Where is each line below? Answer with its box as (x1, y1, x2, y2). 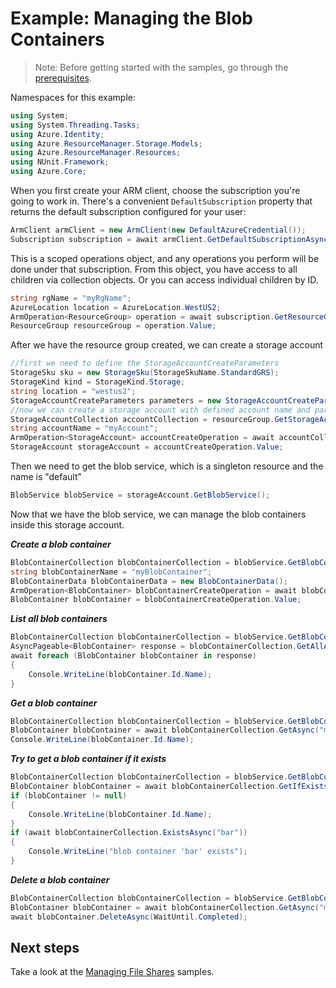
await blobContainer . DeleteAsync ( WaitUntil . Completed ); (10, 912, 248, 922)
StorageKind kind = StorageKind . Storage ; (10, 377, 186, 387)
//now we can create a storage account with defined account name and (10, 405, 311, 415)
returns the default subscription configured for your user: (10, 206, 247, 218)
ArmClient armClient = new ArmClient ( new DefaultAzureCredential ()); (10, 225, 307, 236)
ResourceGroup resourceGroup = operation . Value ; (10, 321, 217, 331)
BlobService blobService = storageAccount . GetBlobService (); (10, 490, 271, 501)
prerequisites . (34, 72, 92, 84)
